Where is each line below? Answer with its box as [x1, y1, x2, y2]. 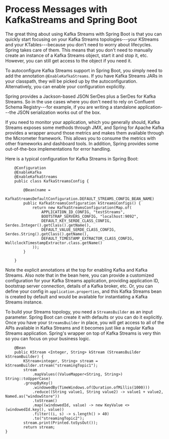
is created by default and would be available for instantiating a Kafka [5, 293, 148, 299]
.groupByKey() [23, 381, 53, 386]
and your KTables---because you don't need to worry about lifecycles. [5, 41, 152, 47]
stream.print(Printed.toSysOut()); [23, 420, 98, 425]
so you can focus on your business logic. [5, 335, 91, 341]
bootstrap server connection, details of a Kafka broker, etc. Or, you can [5, 283, 153, 289]
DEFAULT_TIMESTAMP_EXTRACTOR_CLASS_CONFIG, [41, 236, 135, 241]
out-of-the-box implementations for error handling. [5, 146, 111, 152]
